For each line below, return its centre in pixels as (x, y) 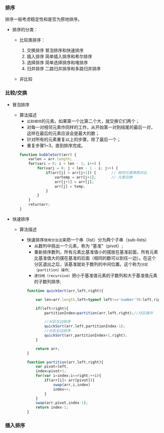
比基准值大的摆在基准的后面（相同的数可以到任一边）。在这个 (95, 258)
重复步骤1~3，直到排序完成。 (56, 145)
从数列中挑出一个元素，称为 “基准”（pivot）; (79, 246)
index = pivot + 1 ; (51, 371)
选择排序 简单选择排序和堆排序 (57, 62)
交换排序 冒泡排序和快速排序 (55, 50)
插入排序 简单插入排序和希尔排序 (60, 57)
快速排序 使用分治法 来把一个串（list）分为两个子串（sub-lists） (88, 240)
